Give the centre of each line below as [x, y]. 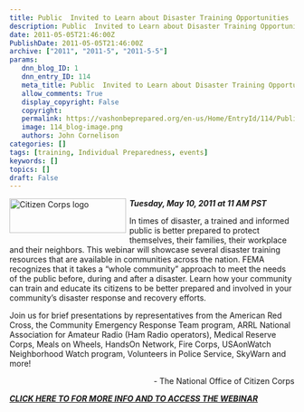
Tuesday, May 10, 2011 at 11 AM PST [198, 204]
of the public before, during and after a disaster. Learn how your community [151, 279]
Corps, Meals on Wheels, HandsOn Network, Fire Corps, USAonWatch [140, 344]
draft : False [34, 177]
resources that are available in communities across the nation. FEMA [137, 260]
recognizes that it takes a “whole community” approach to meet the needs [148, 269]
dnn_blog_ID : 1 [50, 69]
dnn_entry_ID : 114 [56, 77]
